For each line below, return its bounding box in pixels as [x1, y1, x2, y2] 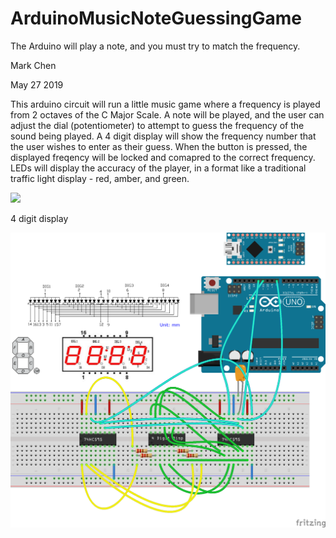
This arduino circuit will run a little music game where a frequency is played [10, 98, 321, 110]
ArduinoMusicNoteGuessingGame [10, 7, 303, 30]
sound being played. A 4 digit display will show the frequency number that [10, 130, 317, 142]
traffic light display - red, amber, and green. [10, 172, 190, 184]
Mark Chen [10, 59, 57, 71]
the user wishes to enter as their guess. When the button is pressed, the [10, 140, 308, 152]
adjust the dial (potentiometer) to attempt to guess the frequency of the [10, 119, 305, 131]
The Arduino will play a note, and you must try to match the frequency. [10, 40, 301, 52]
